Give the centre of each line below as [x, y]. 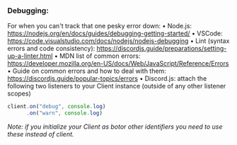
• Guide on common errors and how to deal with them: [87, 71]
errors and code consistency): [51, 49]
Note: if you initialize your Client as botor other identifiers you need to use [115, 127]
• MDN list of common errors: [97, 56]
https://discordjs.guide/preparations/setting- [162, 49]
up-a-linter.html [30, 56]
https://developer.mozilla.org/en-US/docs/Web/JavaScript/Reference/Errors [118, 64]
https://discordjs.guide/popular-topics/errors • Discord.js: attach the [107, 79]
